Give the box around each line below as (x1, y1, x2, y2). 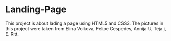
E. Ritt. (5, 31, 19, 37)
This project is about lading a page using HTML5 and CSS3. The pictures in (5, 20, 164, 26)
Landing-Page (5, 4, 67, 15)
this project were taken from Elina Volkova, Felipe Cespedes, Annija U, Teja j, (5, 25, 166, 31)
